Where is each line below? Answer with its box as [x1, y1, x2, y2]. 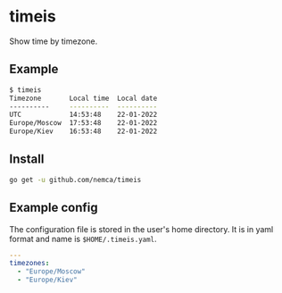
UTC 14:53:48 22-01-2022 [9, 110, 158, 120]
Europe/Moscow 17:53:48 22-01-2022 [9, 119, 158, 128]
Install [9, 152, 45, 167]
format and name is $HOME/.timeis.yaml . [9, 233, 158, 244]
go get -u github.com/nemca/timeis [9, 175, 142, 184]
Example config [9, 200, 98, 215]
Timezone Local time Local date [9, 94, 158, 103]
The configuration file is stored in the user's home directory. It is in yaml [9, 223, 274, 234]
